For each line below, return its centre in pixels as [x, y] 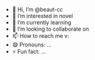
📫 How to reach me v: [40, 36]
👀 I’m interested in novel [43, 16]
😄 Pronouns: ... [32, 45]
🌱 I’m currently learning [42, 22]
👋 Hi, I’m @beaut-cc [37, 9]
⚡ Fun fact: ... [29, 51]
